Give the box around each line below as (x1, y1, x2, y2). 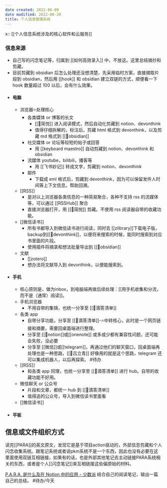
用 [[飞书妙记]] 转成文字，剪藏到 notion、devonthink (34, 163, 142, 169)
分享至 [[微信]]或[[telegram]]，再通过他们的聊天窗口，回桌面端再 (27, 344, 161, 350)
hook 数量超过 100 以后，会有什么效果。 (12, 82, 95, 88)
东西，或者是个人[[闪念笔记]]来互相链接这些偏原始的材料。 (13, 461, 134, 467)
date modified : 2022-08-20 (5, 12, 61, 17)
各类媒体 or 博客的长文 (27, 114, 74, 120)
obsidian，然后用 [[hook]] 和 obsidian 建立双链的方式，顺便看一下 (22, 76, 158, 82)
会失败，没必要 (27, 338, 58, 344)
